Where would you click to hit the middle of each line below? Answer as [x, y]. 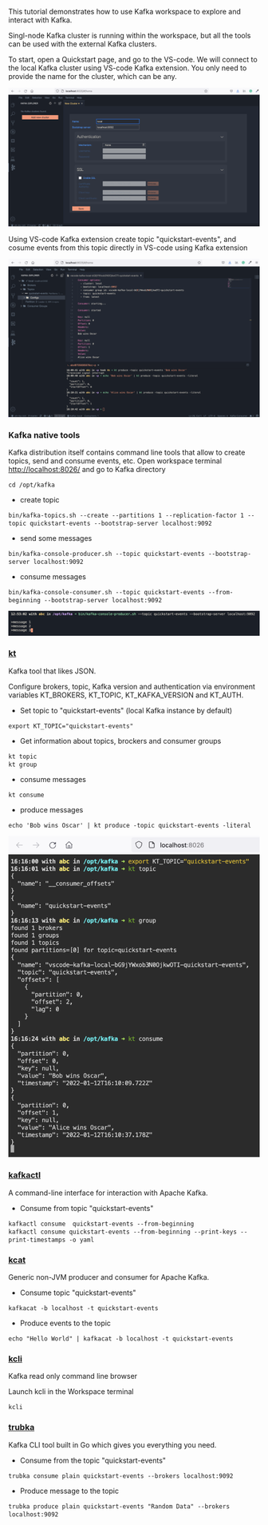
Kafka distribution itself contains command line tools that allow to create [127, 453]
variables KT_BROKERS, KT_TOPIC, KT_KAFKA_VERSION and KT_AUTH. [126, 695]
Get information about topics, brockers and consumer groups [120, 741]
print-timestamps [37, 1240]
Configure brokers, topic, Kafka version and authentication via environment [132, 686]
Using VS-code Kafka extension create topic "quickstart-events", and [122, 240]
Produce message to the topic [69, 1491]
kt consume [26, 795]
